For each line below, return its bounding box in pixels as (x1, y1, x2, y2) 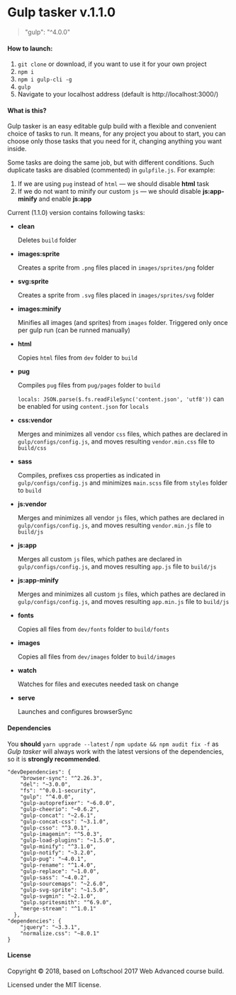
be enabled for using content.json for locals (17, 402, 149, 411)
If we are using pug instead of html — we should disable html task (17, 180, 210, 188)
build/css (17, 445, 47, 452)
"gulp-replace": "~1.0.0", (20, 867, 100, 875)
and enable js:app (38, 194, 92, 203)
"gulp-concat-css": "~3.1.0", (20, 818, 110, 825)
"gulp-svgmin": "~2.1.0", (20, 892, 97, 900)
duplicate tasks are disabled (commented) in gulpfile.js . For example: (7, 166, 215, 175)
